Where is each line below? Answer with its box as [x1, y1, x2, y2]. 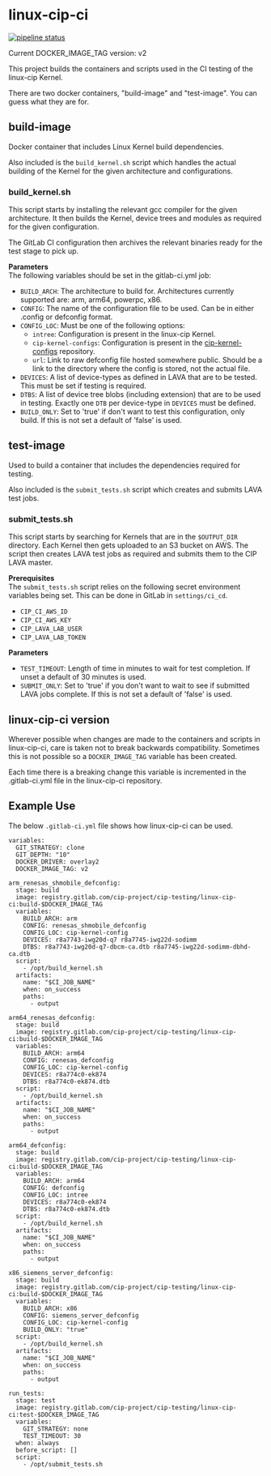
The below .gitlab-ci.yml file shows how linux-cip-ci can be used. [8, 821, 233, 830]
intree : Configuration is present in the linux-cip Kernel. [32, 330, 216, 339]
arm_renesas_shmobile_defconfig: [8, 879, 121, 887]
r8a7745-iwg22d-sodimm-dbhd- [153, 942, 252, 951]
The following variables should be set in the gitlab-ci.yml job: [8, 271, 212, 280]
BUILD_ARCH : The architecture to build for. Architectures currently [19, 286, 235, 296]
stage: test [15, 1396, 57, 1405]
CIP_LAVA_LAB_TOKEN [19, 633, 87, 642]
